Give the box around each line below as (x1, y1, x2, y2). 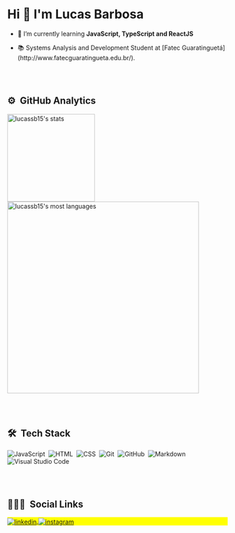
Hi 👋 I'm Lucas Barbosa (7, 6, 144, 22)
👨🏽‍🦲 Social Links (7, 498, 84, 510)
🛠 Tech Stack (7, 427, 71, 440)
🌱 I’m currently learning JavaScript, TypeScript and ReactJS (17, 29, 194, 38)
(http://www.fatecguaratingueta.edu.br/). (17, 53, 136, 62)
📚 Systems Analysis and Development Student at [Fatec (17, 43, 180, 52)
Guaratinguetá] (181, 43, 225, 52)
